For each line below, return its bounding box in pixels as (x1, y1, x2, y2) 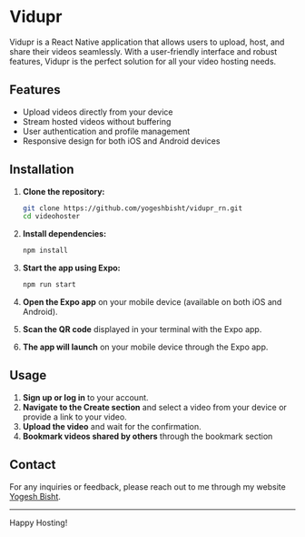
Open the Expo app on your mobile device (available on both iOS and (22, 297, 282, 308)
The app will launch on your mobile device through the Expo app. (22, 341, 269, 352)
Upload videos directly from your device (22, 106, 173, 117)
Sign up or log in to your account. (22, 391, 149, 402)
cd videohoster (22, 212, 81, 221)
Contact (9, 457, 56, 472)
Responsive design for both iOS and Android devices (22, 135, 221, 147)
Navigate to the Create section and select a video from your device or (22, 401, 288, 412)
